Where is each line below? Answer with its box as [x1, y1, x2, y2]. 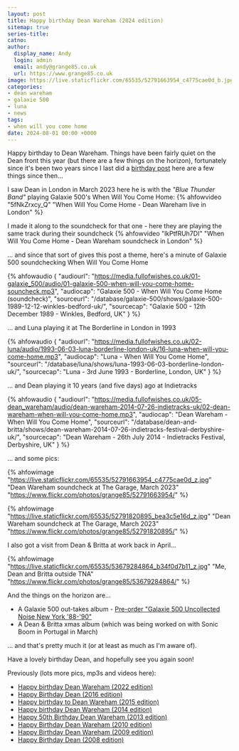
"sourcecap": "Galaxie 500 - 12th [109, 302, 206, 311]
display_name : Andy [14, 50, 72, 58]
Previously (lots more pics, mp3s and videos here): [7, 669, 156, 678]
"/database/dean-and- [131, 417, 198, 427]
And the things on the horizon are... [7, 591, 112, 600]
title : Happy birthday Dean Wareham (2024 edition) [7, 17, 164, 24]
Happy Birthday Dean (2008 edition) [17, 735, 124, 744]
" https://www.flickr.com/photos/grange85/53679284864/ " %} [7, 577, 191, 586]
